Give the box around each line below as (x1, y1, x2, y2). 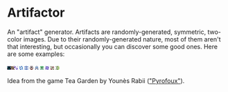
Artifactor (7, 5, 65, 21)
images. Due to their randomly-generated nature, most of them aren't (23, 35, 221, 43)
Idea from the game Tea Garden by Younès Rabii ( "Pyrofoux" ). (7, 76, 185, 84)
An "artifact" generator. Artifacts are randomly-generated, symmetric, (7, 28, 207, 36)
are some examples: (7, 50, 65, 58)
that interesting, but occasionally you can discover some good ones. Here (7, 42, 218, 50)
